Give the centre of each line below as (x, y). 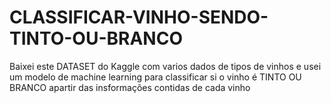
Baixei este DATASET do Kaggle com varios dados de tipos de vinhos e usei (165, 66)
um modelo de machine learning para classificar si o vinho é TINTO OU (155, 77)
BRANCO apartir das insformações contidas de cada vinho (130, 87)
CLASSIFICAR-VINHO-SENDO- (139, 17)
